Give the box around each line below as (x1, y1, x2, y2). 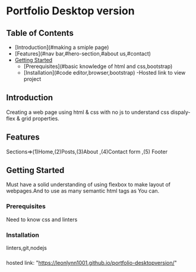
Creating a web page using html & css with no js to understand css (6, 109, 169, 116)
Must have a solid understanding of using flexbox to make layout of (6, 181, 171, 188)
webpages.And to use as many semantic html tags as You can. (6, 187, 160, 194)
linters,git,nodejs (6, 245, 48, 252)
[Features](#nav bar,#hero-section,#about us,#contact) (14, 50, 151, 57)
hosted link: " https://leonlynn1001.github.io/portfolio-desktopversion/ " (6, 259, 177, 266)
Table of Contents (6, 28, 74, 38)
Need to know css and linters (6, 216, 78, 223)
